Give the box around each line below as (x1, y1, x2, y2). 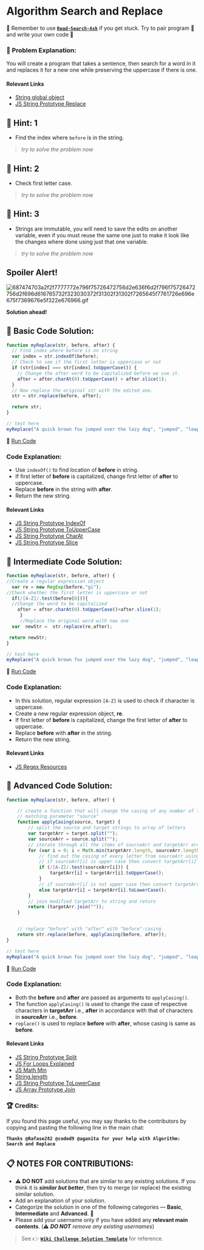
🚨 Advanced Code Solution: (6, 780, 113, 791)
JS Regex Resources (15, 763, 67, 770)
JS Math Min (15, 1066, 47, 1074)
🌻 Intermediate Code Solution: (6, 557, 123, 567)
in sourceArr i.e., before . (15, 1013, 78, 1020)
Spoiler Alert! (6, 268, 58, 278)
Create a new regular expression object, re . (15, 710, 124, 717)
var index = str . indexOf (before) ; (12, 353, 99, 359)
